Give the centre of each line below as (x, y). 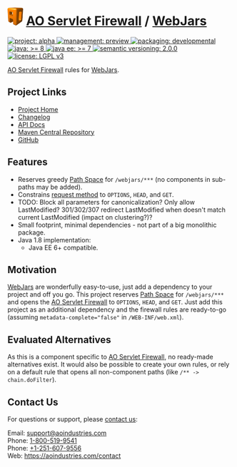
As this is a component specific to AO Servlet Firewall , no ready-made (110, 357)
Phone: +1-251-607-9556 (45, 448)
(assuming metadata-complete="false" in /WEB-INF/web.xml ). (96, 317)
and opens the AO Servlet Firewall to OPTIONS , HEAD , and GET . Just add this (115, 302)
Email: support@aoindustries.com (57, 433)
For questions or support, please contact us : (72, 419)
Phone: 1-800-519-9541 (42, 441)
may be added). (59, 187)
